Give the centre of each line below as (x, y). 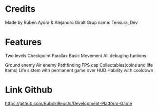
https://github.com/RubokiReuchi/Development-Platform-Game (69, 103)
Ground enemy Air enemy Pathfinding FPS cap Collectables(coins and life (79, 65)
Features (23, 42)
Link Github (29, 90)
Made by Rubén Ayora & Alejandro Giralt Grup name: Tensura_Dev (71, 22)
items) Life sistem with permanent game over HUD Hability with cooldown (79, 70)
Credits (20, 9)
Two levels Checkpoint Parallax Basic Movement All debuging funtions (76, 55)
